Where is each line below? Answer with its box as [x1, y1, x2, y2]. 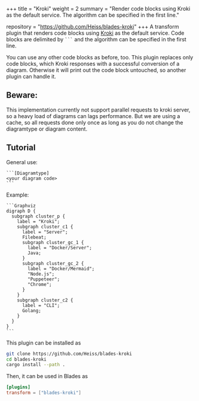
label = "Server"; [22, 229, 68, 235]
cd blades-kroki [6, 356, 47, 362]
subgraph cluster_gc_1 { [22, 239, 84, 245]
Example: [6, 191, 29, 198]
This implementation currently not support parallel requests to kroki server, [6, 106, 191, 113]
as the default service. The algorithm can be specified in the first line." [6, 11, 179, 19]
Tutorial [6, 143, 36, 153]
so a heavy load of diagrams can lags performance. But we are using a [6, 112, 180, 119]
